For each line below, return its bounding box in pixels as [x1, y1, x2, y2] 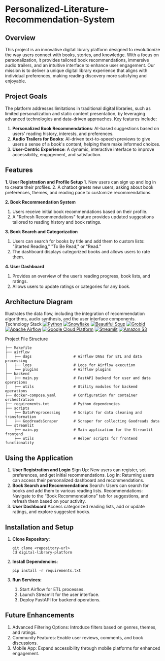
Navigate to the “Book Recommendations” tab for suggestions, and [12, 493, 149, 499]
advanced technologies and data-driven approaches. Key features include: [5, 116, 157, 122]
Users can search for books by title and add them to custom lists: [12, 238, 145, 244]
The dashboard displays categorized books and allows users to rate [12, 248, 150, 254]
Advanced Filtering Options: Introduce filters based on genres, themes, [12, 624, 157, 630]
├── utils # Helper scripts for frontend [14, 436, 138, 441]
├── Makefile [5, 346, 32, 350]
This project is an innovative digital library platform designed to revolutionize [5, 47, 160, 52]
